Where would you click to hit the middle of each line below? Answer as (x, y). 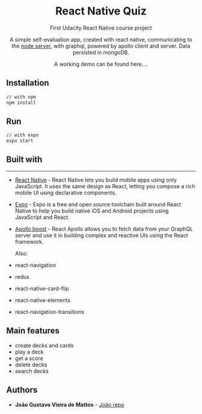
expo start (20, 141)
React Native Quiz (101, 11)
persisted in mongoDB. (101, 52)
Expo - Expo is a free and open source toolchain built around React (98, 204)
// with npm (21, 97)
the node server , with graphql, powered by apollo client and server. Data (101, 46)
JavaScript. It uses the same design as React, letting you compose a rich (105, 186)
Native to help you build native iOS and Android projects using (92, 211)
